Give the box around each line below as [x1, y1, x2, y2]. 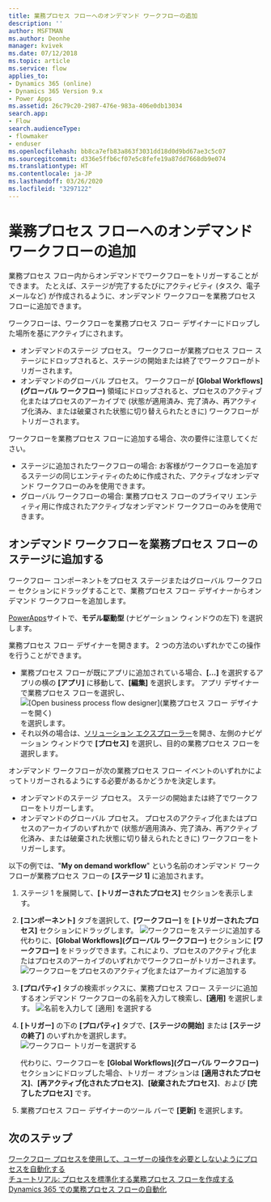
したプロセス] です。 [27, 1088, 95, 1098]
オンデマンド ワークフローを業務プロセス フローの [8, 537, 258, 551]
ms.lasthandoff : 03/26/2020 [8, 177, 104, 186]
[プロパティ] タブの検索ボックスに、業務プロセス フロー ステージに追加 [19, 983, 258, 992]
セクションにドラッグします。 [39, 925, 138, 935]
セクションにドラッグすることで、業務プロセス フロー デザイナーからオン [17, 586, 262, 595]
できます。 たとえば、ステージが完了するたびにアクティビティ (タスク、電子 [8, 281, 260, 290]
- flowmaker [8, 132, 49, 140]
